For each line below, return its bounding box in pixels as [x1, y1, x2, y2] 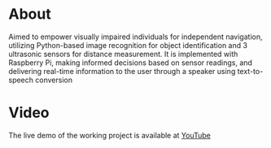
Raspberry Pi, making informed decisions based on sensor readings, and [8, 58, 252, 67]
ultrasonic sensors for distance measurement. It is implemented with [8, 49, 238, 59]
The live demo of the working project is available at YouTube [8, 130, 212, 140]
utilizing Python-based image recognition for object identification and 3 [8, 40, 248, 50]
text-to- [237, 66, 264, 76]
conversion [35, 75, 73, 85]
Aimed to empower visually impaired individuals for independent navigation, [8, 32, 263, 41]
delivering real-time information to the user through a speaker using [8, 66, 236, 76]
